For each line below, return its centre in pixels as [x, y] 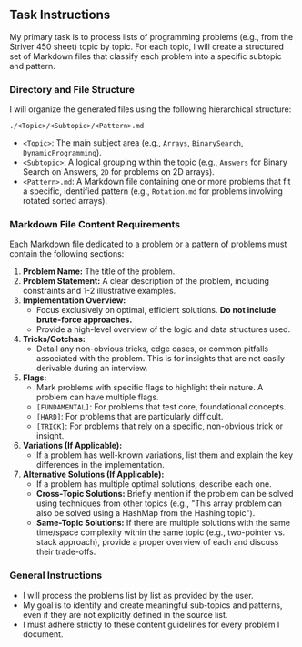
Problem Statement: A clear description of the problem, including [146, 281]
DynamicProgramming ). [62, 153]
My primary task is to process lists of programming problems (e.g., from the [151, 36]
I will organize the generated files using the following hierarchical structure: [151, 109]
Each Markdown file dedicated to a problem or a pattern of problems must [148, 244]
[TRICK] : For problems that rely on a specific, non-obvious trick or [160, 426]
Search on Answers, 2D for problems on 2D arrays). [119, 172]
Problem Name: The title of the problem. [99, 271]
